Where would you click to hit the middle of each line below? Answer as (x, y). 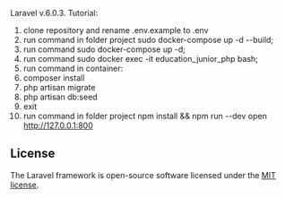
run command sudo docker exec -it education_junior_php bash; (141, 59)
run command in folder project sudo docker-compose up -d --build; (148, 40)
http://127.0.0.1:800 (58, 125)
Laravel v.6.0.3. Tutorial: (54, 13)
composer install (54, 78)
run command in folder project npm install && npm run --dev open (145, 116)
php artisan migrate (59, 87)
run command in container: (73, 68)
